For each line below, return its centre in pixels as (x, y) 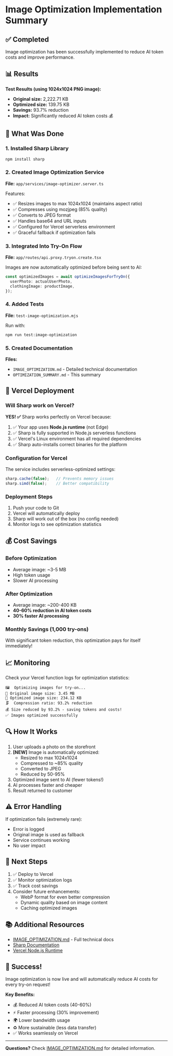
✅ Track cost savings (35, 886)
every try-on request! (28, 984)
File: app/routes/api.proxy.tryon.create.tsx (53, 257)
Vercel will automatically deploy (46, 513)
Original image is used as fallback (49, 834)
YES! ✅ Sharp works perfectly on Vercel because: (58, 417)
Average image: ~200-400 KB (45, 605)
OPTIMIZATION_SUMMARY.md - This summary (57, 375)
